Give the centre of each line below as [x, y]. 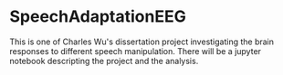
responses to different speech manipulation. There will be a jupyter [136, 51]
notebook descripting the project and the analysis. [104, 61]
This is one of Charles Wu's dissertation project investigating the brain [142, 42]
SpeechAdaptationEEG [98, 17]
